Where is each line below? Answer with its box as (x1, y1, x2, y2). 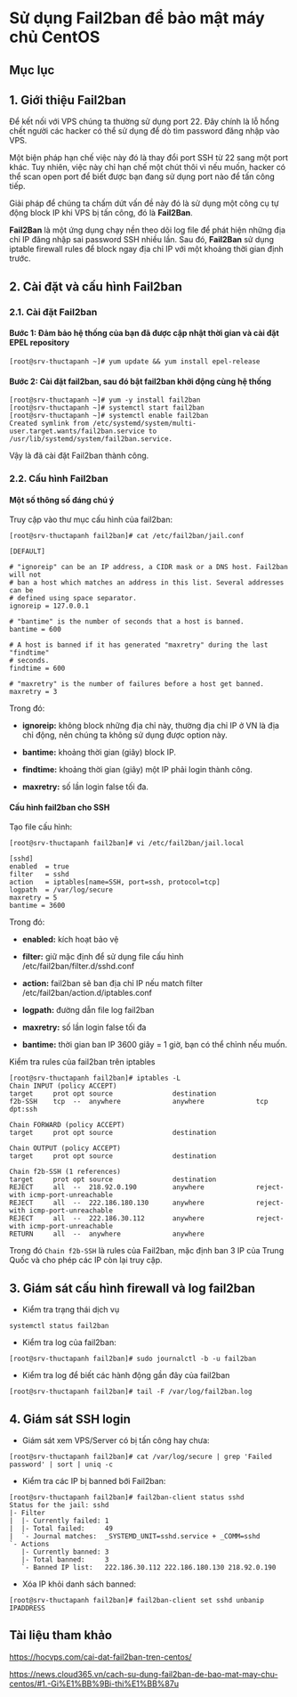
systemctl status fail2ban (9, 1322, 109, 1331)
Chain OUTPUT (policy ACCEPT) (9, 1144, 122, 1153)
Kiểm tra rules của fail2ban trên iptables (9, 1057, 156, 1067)
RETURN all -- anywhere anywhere (9, 1229, 205, 1239)
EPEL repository (9, 338, 69, 348)
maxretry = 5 (9, 893, 58, 902)
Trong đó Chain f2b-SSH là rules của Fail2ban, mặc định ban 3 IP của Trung (9, 1245, 285, 1256)
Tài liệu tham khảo (9, 1628, 113, 1643)
